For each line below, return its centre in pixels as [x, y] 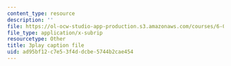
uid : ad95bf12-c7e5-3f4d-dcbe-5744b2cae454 [70, 52]
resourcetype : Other [37, 39]
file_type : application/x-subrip [55, 33]
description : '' [30, 20]
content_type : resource [41, 13]
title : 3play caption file [46, 45]
